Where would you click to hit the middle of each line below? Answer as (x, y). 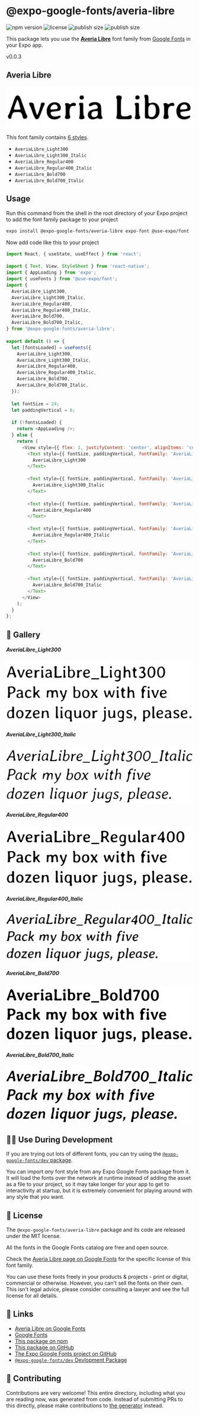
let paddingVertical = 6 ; (44, 410)
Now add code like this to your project (53, 242)
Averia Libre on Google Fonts (50, 1329)
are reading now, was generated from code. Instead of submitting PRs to (95, 1399)
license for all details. (32, 1296)
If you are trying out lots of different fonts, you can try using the (84, 1154)
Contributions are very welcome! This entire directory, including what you (96, 1392)
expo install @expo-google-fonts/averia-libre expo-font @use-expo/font (98, 231)
